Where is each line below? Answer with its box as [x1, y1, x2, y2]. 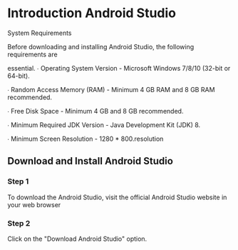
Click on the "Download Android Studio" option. [7, 234, 148, 243]
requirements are [7, 50, 58, 59]
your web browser [7, 200, 61, 209]
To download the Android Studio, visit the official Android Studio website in [7, 193, 227, 201]
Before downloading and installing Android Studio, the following [7, 42, 195, 51]
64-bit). [7, 71, 30, 80]
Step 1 [7, 176, 29, 186]
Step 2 [7, 218, 31, 228]
